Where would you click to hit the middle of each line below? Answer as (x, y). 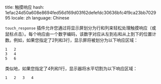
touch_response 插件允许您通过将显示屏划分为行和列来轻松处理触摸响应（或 (81, 28)
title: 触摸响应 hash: (25, 7)
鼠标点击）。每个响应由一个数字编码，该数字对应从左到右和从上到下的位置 (79, 34)
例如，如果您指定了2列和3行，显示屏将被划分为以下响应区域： (76, 40)
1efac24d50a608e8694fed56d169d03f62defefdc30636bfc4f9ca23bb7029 (81, 13)
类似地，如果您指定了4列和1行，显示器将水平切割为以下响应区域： (71, 68)
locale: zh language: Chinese (40, 18)
